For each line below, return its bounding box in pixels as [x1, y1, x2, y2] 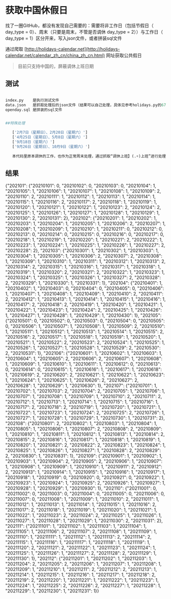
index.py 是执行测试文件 [5, 98, 60, 103]
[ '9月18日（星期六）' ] [12, 139, 55, 144]
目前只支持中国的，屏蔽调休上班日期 [17, 63, 94, 69]
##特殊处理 [5, 121, 25, 126]
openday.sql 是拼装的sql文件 [5, 107, 63, 112]
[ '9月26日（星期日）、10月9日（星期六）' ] [12, 144, 90, 149]
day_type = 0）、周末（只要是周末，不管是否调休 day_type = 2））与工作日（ [5, 28, 163, 35]
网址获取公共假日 [106, 52, 142, 58]
